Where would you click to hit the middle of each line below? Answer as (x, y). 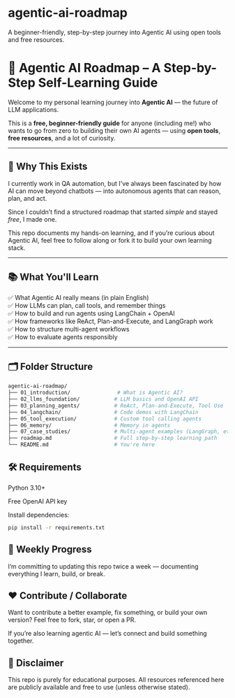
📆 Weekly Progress (50, 549)
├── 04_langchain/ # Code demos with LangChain (103, 412)
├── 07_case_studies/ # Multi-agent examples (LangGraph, (114, 432)
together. (21, 641)
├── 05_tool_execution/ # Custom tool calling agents (105, 419)
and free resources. (36, 39)
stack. (17, 248)
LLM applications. (33, 109)
